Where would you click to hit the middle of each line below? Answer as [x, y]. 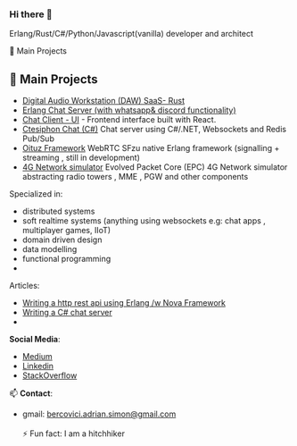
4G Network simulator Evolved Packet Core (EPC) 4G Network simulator [155, 167]
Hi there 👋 [31, 14]
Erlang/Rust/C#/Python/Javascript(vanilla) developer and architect [132, 34]
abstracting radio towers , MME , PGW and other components [135, 177]
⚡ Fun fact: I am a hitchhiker [73, 433]
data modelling [49, 249]
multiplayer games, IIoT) [66, 231]
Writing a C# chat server [67, 313]
